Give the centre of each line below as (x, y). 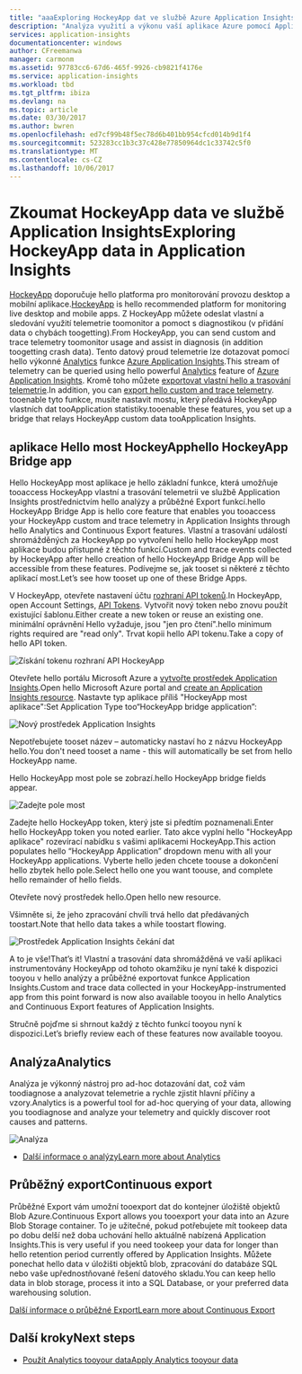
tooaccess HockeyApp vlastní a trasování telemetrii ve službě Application (145, 492)
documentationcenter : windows (66, 43)
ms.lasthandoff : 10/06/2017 (62, 168)
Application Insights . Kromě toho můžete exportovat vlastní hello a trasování (150, 381)
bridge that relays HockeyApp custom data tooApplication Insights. (133, 419)
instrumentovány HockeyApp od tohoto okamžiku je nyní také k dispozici (144, 969)
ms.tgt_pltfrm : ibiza (50, 93)
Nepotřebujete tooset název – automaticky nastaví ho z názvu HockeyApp (146, 741)
